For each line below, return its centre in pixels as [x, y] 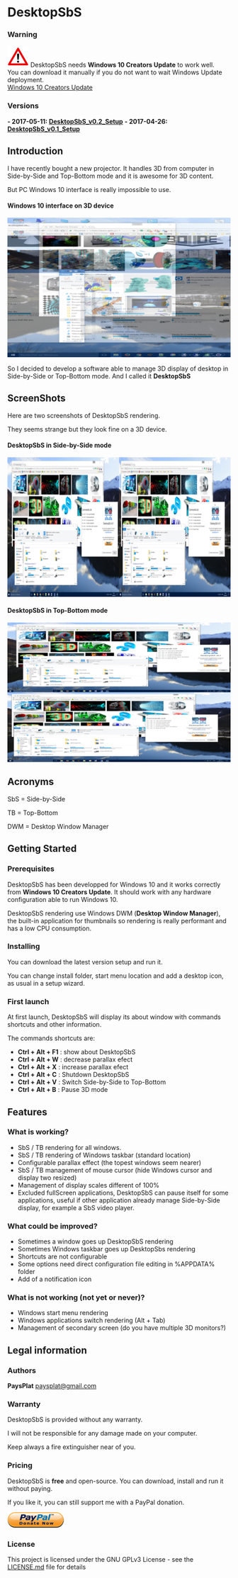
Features [27, 1112]
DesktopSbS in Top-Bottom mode [58, 611]
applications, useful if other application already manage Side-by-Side [119, 1200]
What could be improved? [52, 1226]
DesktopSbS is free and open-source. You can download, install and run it [115, 1481]
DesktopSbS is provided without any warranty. [75, 1420]
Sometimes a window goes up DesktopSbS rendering [95, 1241]
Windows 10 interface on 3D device [61, 205]
